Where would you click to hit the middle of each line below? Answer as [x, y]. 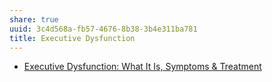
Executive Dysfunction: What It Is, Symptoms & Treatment [142, 67]
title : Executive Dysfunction [72, 38]
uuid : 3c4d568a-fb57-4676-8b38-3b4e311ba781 [103, 29]
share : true [34, 19]
